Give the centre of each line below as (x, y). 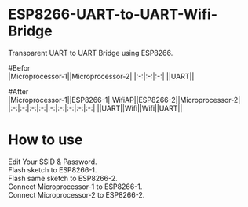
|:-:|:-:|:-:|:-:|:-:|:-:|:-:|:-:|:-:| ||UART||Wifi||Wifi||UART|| (95, 108)
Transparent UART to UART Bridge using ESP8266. (91, 53)
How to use (46, 140)
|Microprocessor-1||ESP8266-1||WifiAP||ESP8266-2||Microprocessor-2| (124, 100)
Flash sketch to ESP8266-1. (53, 169)
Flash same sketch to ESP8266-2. (63, 178)
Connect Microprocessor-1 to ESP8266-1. (75, 187)
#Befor (19, 67)
